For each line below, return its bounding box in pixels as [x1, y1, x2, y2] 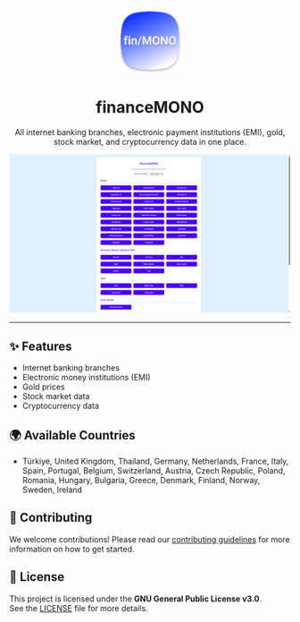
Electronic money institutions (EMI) [21, 372, 151, 383]
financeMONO [96, 98, 204, 118]
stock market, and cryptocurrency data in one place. [53, 136, 247, 147]
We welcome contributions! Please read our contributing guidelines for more [9, 533, 290, 544]
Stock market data [21, 391, 90, 402]
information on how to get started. [9, 543, 136, 554]
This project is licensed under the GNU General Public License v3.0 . [9, 593, 262, 604]
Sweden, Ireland [21, 484, 83, 495]
